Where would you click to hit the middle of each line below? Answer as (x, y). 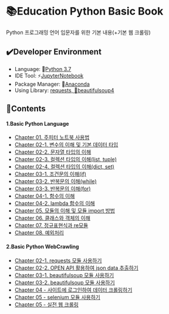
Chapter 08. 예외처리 (39, 233)
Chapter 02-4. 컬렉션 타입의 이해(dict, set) (64, 167)
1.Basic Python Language (38, 123)
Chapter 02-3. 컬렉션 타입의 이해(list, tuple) (66, 160)
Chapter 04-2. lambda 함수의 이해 (55, 204)
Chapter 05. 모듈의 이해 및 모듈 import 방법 (65, 211)
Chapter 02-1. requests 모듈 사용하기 (58, 260)
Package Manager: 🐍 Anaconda (52, 84)
